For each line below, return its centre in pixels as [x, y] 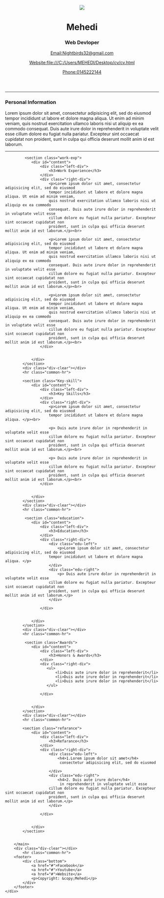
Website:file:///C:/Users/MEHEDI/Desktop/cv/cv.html [82, 63]
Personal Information [31, 102]
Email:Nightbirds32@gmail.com [82, 53]
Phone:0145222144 [82, 72]
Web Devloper [82, 43]
